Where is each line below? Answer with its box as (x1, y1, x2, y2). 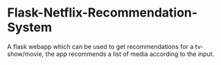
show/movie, (7, 50, 44, 58)
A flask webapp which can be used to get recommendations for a (7, 42, 194, 50)
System (7, 19, 53, 35)
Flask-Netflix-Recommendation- (7, 5, 198, 21)
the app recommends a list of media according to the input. (45, 50, 215, 58)
